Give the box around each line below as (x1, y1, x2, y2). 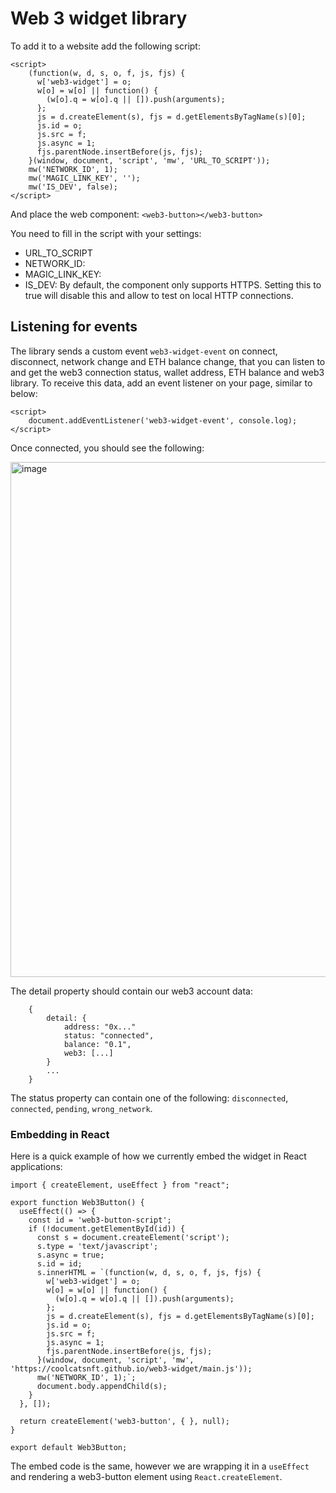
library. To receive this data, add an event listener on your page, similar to (10, 377, 313, 389)
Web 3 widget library (10, 7, 188, 30)
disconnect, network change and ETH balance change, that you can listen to (10, 355, 326, 367)
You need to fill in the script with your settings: (10, 227, 202, 239)
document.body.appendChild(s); (36, 1382, 168, 1392)
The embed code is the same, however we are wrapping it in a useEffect (10, 1460, 310, 1472)
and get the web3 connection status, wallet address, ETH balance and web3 (10, 366, 325, 378)
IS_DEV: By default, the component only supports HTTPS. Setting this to (24, 278, 322, 291)
